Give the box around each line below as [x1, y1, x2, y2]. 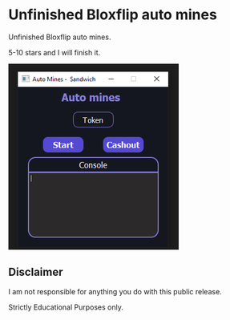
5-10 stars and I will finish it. [8, 47, 101, 57]
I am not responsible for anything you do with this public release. [8, 286, 222, 296]
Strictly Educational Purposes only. [8, 302, 124, 312]
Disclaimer [8, 265, 63, 279]
